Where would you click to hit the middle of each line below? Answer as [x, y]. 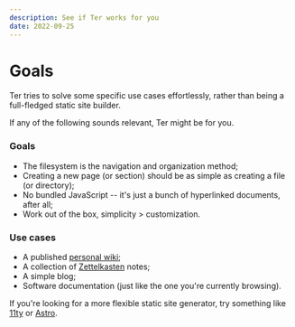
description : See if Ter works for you [84, 18]
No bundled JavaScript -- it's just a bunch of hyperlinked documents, [152, 194]
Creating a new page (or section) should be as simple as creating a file [154, 175]
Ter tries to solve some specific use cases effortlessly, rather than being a [147, 96]
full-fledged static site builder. [65, 106]
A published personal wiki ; [72, 257]
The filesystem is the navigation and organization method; [130, 166]
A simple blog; [49, 276]
